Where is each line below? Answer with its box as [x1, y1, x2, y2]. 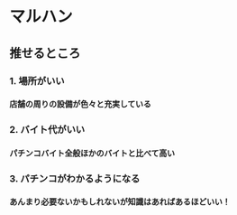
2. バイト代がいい [9, 124, 86, 136]
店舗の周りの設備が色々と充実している [9, 98, 151, 109]
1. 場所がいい [9, 74, 65, 87]
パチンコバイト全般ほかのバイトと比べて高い [9, 147, 176, 158]
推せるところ [9, 45, 81, 61]
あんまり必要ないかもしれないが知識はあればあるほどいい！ [9, 196, 231, 207]
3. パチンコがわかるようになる [9, 172, 141, 184]
